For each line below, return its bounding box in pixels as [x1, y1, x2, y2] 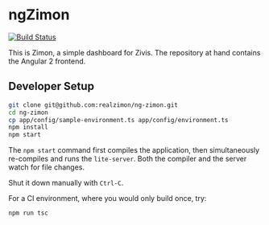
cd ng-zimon [8, 108, 48, 117]
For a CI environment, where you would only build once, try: [8, 194, 207, 203]
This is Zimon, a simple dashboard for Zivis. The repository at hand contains [8, 47, 261, 57]
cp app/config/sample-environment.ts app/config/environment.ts [8, 116, 229, 124]
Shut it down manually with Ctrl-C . [8, 178, 124, 188]
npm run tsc [8, 209, 48, 218]
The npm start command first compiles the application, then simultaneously [8, 145, 260, 155]
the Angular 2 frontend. [8, 56, 86, 66]
